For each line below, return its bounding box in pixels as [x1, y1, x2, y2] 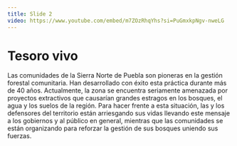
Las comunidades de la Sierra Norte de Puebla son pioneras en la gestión [7, 71, 223, 80]
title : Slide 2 [7, 10, 53, 18]
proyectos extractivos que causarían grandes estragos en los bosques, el [7, 94, 223, 103]
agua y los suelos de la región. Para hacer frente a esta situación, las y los [7, 101, 225, 110]
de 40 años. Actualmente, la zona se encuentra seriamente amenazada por [7, 86, 228, 95]
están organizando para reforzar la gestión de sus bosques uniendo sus [7, 124, 218, 132]
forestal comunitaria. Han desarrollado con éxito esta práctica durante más [7, 79, 227, 88]
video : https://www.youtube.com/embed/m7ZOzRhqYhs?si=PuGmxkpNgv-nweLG [7, 17, 224, 24]
